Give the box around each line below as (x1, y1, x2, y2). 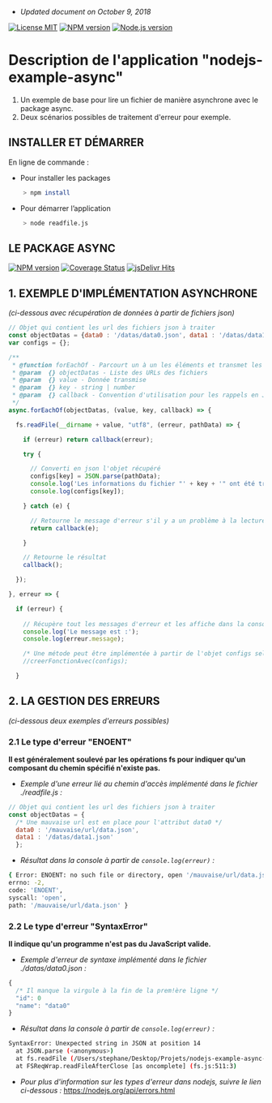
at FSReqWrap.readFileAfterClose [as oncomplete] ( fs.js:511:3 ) (15, 1062, 237, 1070)
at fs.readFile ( (15, 1054, 74, 1063)
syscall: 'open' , (8, 894, 67, 902)
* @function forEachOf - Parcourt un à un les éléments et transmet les (11, 361, 263, 369)
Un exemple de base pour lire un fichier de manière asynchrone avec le (19, 95, 259, 105)
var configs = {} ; (8, 338, 70, 347)
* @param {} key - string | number (11, 384, 136, 392)
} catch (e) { (23, 502, 70, 510)
